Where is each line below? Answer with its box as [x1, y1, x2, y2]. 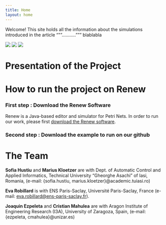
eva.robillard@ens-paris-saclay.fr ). [16, 193, 90, 199]
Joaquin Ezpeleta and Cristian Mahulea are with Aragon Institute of [5, 203, 148, 209]
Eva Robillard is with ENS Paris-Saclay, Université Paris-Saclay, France [5, 188, 154, 194]
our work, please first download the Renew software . [5, 118, 116, 125]
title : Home [5, 7, 30, 13]
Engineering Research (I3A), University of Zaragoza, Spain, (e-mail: [5, 209, 146, 215]
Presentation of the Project [5, 60, 121, 71]
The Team [5, 150, 48, 162]
